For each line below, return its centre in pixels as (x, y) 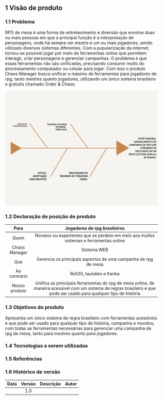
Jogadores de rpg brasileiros (95, 228)
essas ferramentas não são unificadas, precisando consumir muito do (75, 63)
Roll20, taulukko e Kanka (95, 273)
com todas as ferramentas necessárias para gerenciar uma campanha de (78, 328)
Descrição (50, 384)
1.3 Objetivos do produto (34, 307)
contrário (18, 276)
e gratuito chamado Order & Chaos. (41, 84)
